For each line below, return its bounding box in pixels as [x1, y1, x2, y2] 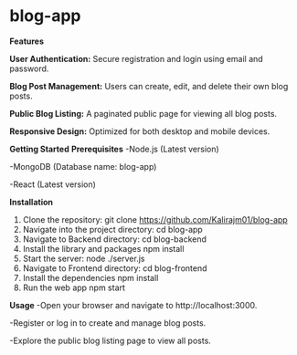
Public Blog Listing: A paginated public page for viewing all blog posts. [9, 108, 277, 119]
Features [9, 36, 44, 47]
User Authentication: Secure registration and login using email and [9, 53, 263, 64]
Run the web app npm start [22, 282, 126, 293]
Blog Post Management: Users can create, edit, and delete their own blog [9, 80, 289, 91]
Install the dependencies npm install [22, 272, 159, 283]
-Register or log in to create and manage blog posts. [9, 317, 207, 329]
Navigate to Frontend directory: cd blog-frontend [22, 262, 207, 274]
